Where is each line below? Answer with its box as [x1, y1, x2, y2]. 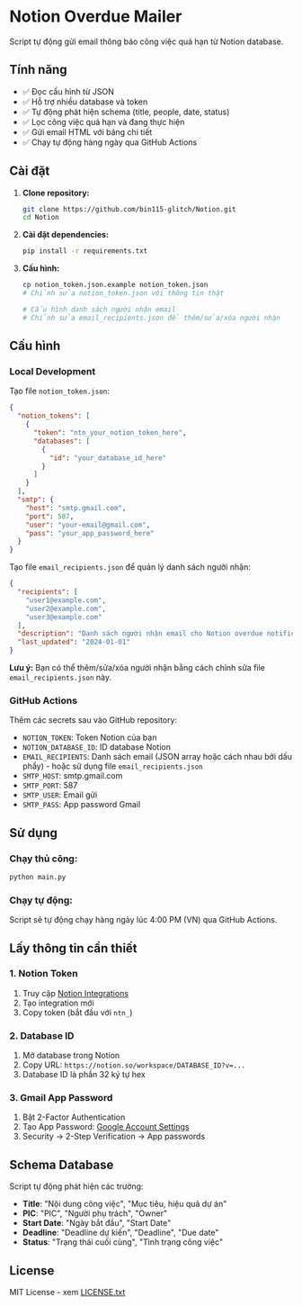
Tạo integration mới [22, 997, 94, 1008]
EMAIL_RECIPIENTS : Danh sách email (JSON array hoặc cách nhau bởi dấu [22, 752, 292, 762]
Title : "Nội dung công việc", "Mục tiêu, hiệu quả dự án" [22, 1199, 227, 1210]
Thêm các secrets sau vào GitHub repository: [9, 715, 178, 725]
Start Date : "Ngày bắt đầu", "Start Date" [22, 1218, 172, 1229]
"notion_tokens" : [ [17, 411, 91, 420]
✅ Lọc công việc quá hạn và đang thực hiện [22, 116, 185, 127]
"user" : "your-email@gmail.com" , [25, 520, 151, 529]
